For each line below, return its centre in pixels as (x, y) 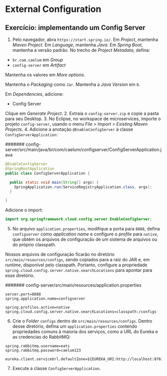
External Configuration (53, 9)
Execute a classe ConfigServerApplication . (56, 368)
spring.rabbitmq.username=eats (38, 346)
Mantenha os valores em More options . (45, 75)
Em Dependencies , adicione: (34, 94)
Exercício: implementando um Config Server (75, 28)
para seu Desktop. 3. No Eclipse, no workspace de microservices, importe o (83, 119)
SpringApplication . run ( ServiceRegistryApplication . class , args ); (83, 187)
